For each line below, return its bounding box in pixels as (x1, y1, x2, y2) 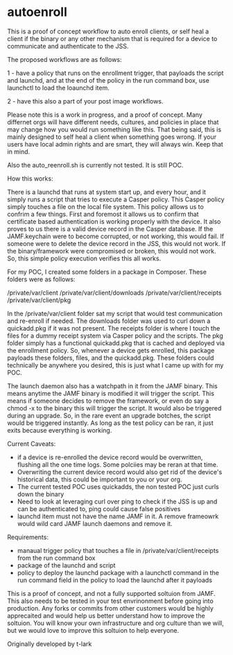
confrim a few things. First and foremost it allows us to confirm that (7, 210, 199, 218)
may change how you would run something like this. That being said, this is (7, 125, 222, 133)
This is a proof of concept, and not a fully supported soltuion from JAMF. (7, 589, 216, 597)
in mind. (7, 147, 31, 156)
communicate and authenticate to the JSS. (7, 42, 129, 50)
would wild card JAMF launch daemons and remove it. (17, 519, 173, 528)
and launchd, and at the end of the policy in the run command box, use (7, 76, 209, 84)
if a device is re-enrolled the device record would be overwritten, (17, 453, 203, 461)
